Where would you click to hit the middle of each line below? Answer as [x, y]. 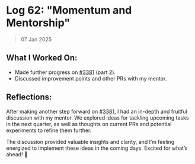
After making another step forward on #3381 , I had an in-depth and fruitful [97, 111]
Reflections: [29, 97]
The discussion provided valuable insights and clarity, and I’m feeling [90, 142]
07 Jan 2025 [36, 39]
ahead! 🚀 [17, 154]
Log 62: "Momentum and [69, 10]
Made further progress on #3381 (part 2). [65, 72]
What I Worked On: [42, 58]
